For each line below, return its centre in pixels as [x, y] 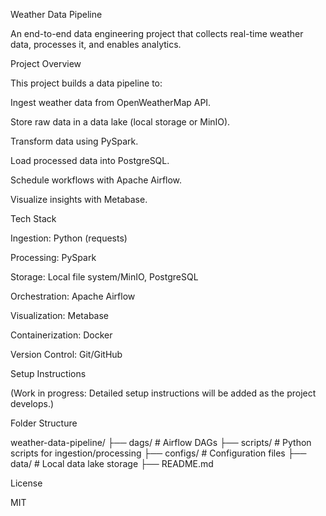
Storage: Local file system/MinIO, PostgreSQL [104, 277]
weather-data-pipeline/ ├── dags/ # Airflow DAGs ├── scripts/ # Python [161, 442]
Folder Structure [44, 423]
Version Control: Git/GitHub [66, 354]
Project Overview [46, 63]
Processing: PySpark [53, 257]
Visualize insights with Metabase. [79, 199]
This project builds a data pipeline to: [86, 83]
